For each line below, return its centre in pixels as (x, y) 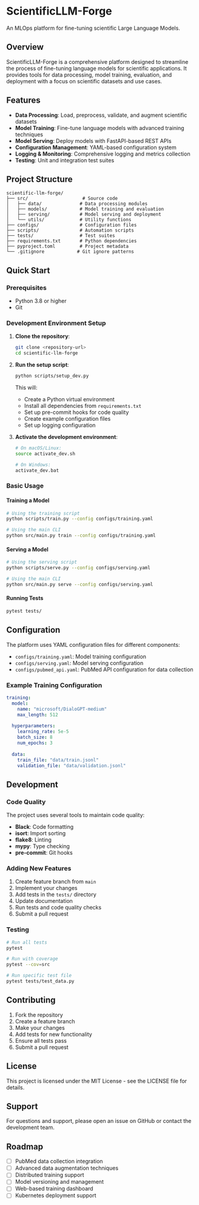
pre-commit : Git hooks (44, 853)
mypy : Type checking (42, 846)
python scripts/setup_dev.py (52, 376)
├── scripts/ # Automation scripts (70, 230)
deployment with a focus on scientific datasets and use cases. (84, 81)
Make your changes (40, 1027)
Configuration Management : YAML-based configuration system (96, 147)
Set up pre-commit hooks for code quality (76, 412)
